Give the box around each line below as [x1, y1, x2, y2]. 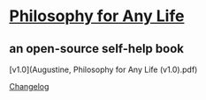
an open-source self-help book [9, 41, 184, 56]
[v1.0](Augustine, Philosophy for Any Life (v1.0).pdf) [9, 64, 198, 75]
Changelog [9, 82, 50, 91]
